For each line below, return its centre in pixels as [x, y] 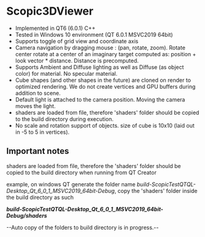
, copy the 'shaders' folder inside [156, 191]
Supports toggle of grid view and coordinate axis [77, 41]
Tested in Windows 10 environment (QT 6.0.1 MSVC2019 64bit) [94, 34]
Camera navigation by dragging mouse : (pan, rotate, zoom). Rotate [100, 48]
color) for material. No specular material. [66, 73]
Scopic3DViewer [50, 11]
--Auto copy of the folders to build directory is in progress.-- [83, 227]
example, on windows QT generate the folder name [71, 184]
